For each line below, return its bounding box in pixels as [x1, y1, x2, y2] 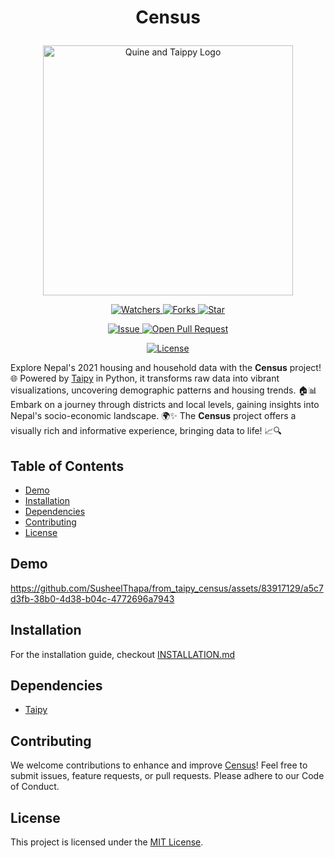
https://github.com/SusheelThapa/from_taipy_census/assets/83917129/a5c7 [10, 582, 324, 594]
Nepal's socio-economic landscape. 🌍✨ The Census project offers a [10, 410, 297, 422]
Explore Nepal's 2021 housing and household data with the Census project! [10, 362, 322, 374]
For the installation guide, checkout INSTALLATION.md [10, 648, 235, 660]
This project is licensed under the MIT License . [10, 836, 204, 848]
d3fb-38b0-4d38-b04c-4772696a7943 [10, 592, 175, 605]
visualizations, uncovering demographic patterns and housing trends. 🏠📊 [10, 384, 318, 396]
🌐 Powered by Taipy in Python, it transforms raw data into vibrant [10, 372, 280, 385]
